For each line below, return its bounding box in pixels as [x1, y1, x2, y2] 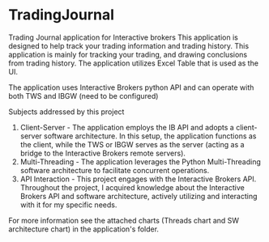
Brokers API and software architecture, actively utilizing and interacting [19, 191, 258, 201]
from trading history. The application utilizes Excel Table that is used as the [8, 58, 259, 68]
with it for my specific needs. [19, 200, 117, 210]
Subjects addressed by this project [8, 107, 125, 117]
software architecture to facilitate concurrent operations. [19, 165, 210, 175]
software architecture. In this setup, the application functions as [43, 131, 257, 141]
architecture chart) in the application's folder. [8, 224, 160, 234]
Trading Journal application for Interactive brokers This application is [8, 32, 239, 42]
